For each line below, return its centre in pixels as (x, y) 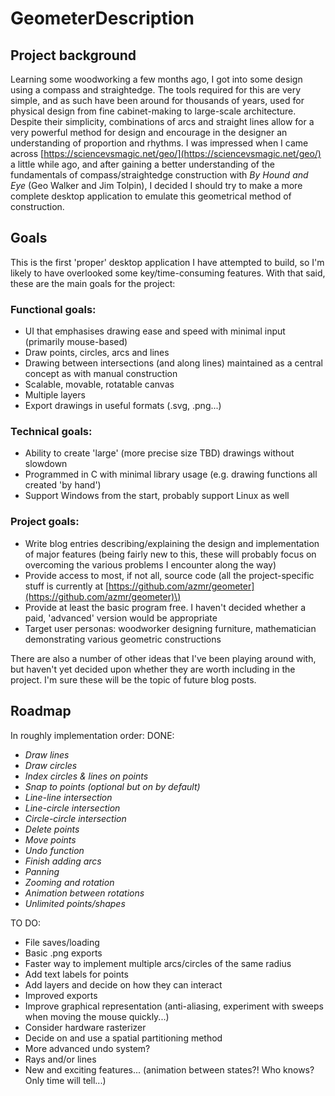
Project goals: (45, 522)
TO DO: (26, 923)
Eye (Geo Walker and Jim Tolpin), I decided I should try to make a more (156, 185)
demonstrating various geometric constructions (123, 639)
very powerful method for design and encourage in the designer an (149, 132)
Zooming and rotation (69, 882)
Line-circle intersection (72, 808)
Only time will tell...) (65, 1080)
